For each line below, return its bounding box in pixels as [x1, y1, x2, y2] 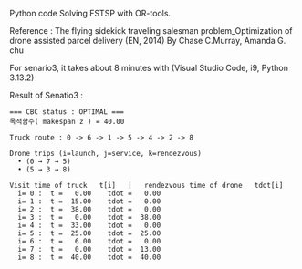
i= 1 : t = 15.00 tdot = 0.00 [17, 197, 161, 206]
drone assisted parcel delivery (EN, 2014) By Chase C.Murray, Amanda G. [9, 36, 286, 46]
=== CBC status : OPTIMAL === [9, 108, 125, 117]
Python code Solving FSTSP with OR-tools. [9, 8, 172, 18]
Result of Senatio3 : [9, 90, 84, 100]
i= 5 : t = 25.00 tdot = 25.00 [17, 229, 161, 238]
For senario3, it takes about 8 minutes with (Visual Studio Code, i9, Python [9, 63, 289, 73]
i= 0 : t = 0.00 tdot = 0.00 [17, 189, 161, 198]
